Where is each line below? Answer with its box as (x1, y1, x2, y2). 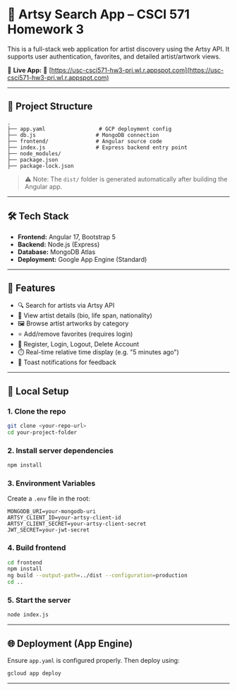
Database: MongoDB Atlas (17, 247, 96, 256)
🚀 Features (7, 282, 56, 294)
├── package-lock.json (7, 162, 74, 169)
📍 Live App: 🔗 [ (7, 66, 51, 74)
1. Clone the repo (7, 406, 66, 416)
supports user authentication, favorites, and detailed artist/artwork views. (7, 52, 221, 61)
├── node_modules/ (7, 150, 61, 157)
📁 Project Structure (7, 100, 93, 112)
